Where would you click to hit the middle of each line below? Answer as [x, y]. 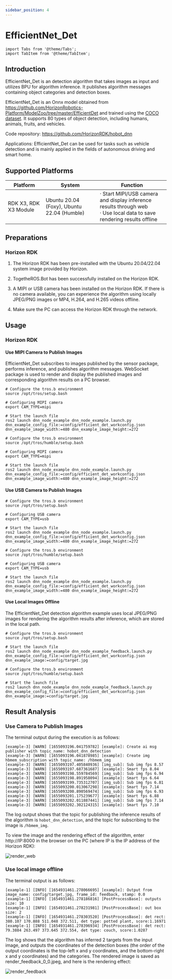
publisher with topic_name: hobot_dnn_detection [58, 751]
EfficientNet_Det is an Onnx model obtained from [57, 102]
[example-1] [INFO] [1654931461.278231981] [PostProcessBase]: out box [83, 908]
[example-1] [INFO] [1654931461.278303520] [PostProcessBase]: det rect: [86, 917]
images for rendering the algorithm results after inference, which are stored [85, 618]
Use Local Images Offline [33, 602]
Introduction [26, 69]
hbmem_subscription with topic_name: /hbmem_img [58, 760]
